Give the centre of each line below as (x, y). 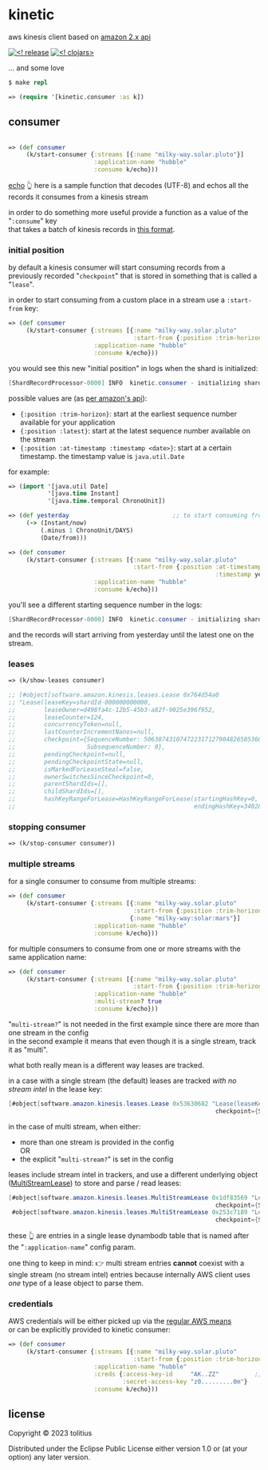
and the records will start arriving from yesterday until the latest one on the (131, 634)
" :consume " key (33, 221)
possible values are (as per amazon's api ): (78, 398)
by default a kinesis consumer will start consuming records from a (117, 268)
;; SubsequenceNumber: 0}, (87, 747)
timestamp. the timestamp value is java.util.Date (102, 456)
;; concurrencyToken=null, (66, 725)
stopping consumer (47, 827)
